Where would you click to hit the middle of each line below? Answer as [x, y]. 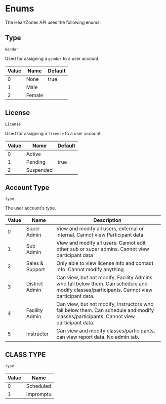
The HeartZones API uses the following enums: [53, 22]
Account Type [27, 187]
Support [36, 269]
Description [107, 220]
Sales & [35, 263]
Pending [36, 162]
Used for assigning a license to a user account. [54, 133]
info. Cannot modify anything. [91, 269]
